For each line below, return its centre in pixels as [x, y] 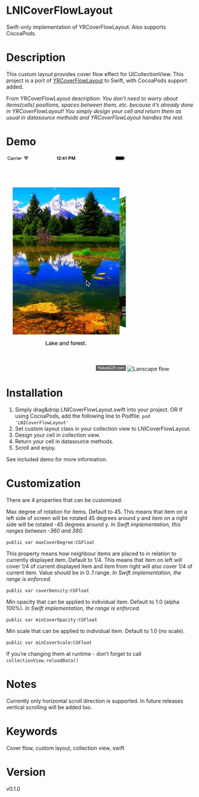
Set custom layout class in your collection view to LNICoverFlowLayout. [103, 428]
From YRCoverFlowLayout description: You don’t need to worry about [92, 98]
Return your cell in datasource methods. [64, 441]
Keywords [32, 731]
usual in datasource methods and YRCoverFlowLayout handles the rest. [95, 117]
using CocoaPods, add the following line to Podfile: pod [82, 416]
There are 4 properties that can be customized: [64, 500]
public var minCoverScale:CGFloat [49, 643]
